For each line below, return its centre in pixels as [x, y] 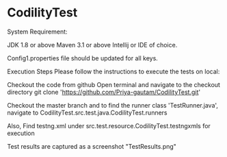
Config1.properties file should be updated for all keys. [83, 58]
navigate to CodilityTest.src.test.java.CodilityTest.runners [87, 112]
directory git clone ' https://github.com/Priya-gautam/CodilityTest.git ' [104, 92]
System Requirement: [37, 32]
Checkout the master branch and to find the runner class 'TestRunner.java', [113, 105]
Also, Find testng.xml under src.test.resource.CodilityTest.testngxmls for [109, 125]
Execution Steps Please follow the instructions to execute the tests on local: [113, 71]
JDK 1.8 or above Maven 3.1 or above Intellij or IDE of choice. [92, 45]
